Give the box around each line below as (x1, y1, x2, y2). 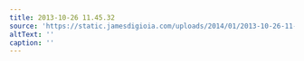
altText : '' (9, 30, 54, 39)
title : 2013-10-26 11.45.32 (9, 13, 116, 22)
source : (9, 22, 39, 30)
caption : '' (9, 38, 54, 48)
